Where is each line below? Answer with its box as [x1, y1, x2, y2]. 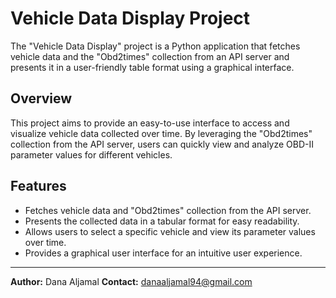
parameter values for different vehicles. [10, 148, 173, 161]
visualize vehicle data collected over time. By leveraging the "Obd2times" [10, 127, 313, 139]
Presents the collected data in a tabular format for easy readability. [24, 215, 300, 227]
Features [10, 178, 67, 195]
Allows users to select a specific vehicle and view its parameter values [24, 225, 316, 237]
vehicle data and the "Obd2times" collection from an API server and [10, 50, 290, 62]
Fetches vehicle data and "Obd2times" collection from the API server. [24, 204, 312, 216]
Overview [10, 90, 73, 107]
